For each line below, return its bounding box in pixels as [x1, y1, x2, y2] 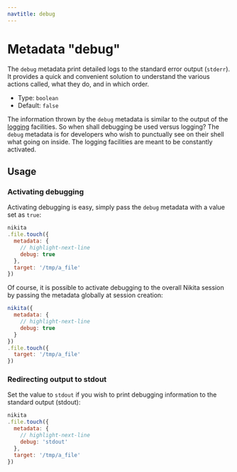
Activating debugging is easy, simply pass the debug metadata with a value [7, 203, 226, 212]
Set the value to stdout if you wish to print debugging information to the [7, 390, 217, 399]
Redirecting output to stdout [7, 375, 107, 385]
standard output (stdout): [7, 398, 81, 407]
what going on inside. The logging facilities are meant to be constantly [7, 137, 213, 146]
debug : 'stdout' [20, 438, 69, 445]
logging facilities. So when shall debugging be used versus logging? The [7, 122, 220, 131]
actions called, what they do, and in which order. [7, 80, 150, 88]
